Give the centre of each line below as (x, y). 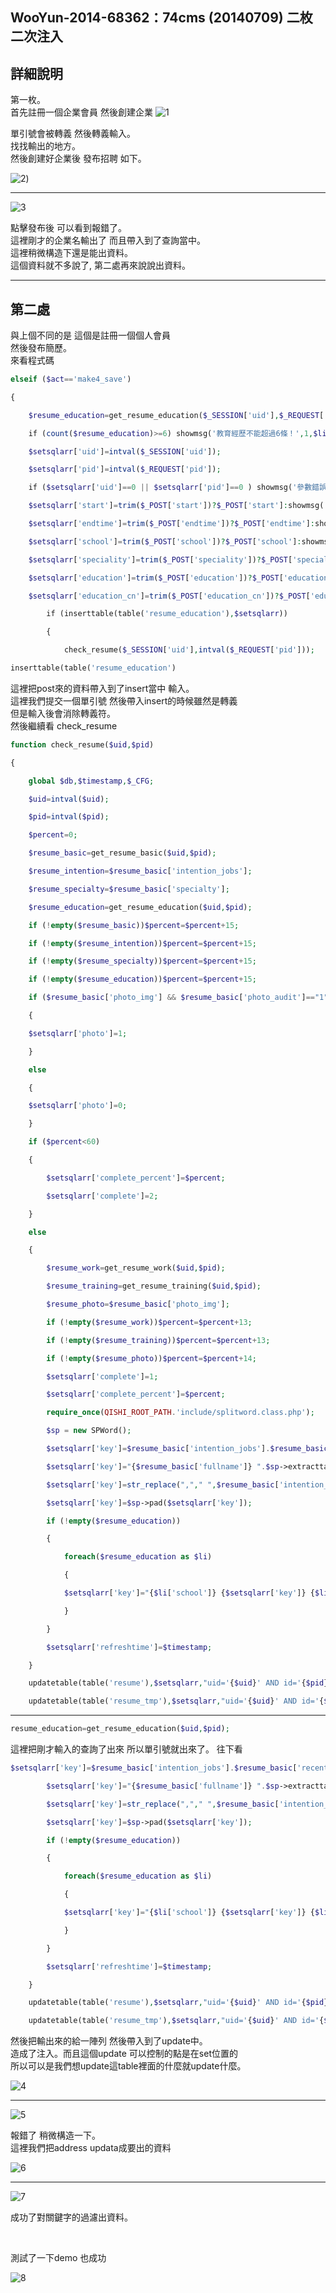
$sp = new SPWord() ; (89, 1431)
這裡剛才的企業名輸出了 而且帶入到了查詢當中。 (108, 240)
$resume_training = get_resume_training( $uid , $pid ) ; (154, 1286)
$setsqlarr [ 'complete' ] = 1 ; (102, 1376)
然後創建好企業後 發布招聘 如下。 (78, 159)
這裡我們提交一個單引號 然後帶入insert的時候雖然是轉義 (124, 700)
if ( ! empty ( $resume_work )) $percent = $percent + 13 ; (149, 1322)
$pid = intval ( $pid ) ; (69, 817)
